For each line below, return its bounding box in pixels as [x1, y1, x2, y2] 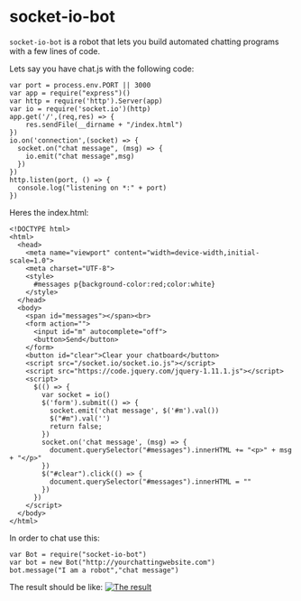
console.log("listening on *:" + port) [17, 183, 168, 192]
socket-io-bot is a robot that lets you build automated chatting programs [9, 36, 279, 47]
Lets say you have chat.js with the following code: [9, 63, 195, 74]
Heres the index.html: [9, 207, 89, 217]
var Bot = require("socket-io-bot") [9, 550, 147, 559]
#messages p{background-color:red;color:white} [32, 280, 216, 289]
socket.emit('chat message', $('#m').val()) [49, 406, 220, 415]
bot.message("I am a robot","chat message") [9, 566, 179, 575]
